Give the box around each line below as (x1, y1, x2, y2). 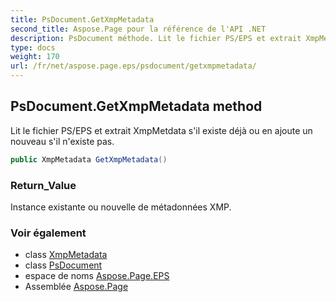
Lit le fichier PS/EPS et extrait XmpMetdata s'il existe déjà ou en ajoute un (10, 124, 313, 136)
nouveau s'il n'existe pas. (10, 135, 115, 147)
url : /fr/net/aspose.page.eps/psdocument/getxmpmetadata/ (10, 61, 257, 71)
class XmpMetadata (24, 249, 108, 261)
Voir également (10, 226, 87, 240)
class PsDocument (24, 259, 103, 271)
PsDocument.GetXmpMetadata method (10, 98, 263, 115)
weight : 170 (10, 52, 60, 62)
